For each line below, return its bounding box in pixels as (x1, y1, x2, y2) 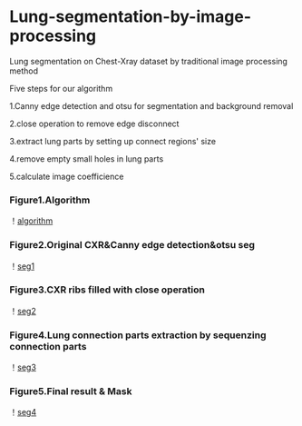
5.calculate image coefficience (9, 171, 124, 182)
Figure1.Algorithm (9, 193, 91, 206)
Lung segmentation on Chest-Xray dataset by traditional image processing (9, 55, 288, 66)
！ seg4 (9, 407, 37, 418)
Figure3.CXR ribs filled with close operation (9, 283, 206, 296)
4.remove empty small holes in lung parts (9, 153, 164, 164)
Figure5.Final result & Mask (9, 385, 133, 398)
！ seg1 (9, 261, 34, 272)
